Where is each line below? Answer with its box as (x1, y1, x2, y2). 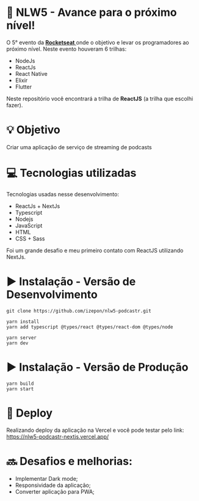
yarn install (6, 318, 40, 325)
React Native (15, 70, 48, 77)
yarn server (6, 335, 37, 341)
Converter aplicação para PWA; (15, 488, 95, 495)
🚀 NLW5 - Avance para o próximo (6, 6, 177, 20)
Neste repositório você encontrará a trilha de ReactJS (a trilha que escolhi (6, 95, 194, 102)
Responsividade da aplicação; (15, 481, 91, 489)
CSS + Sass (15, 235, 45, 242)
